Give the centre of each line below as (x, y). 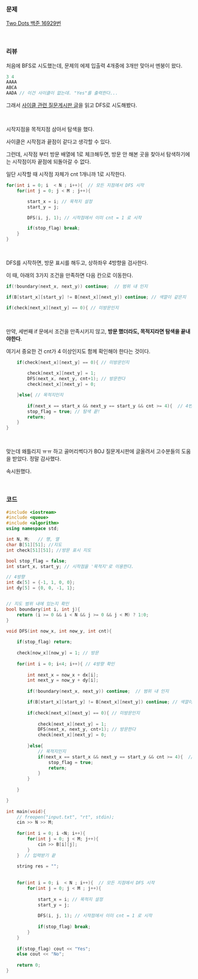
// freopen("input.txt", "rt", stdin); (66, 817)
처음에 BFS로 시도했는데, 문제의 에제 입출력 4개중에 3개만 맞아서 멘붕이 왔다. (94, 66)
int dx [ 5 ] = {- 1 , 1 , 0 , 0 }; (41, 583)
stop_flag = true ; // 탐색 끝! (64, 412)
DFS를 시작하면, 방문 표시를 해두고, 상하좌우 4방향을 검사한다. (77, 263)
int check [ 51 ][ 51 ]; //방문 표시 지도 (49, 550)
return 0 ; (29, 965)
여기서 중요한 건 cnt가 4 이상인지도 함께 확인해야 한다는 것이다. (78, 351)
